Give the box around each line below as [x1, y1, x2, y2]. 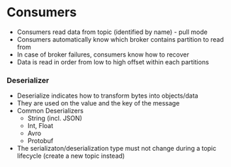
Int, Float [27, 122, 54, 130]
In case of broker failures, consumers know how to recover [16, 50, 189, 59]
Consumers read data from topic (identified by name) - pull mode [16, 28, 208, 36]
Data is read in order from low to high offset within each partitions [16, 57, 210, 66]
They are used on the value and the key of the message [16, 99, 180, 108]
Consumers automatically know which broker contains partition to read [16, 35, 224, 43]
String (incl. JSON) [27, 114, 83, 122]
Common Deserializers [16, 107, 84, 115]
